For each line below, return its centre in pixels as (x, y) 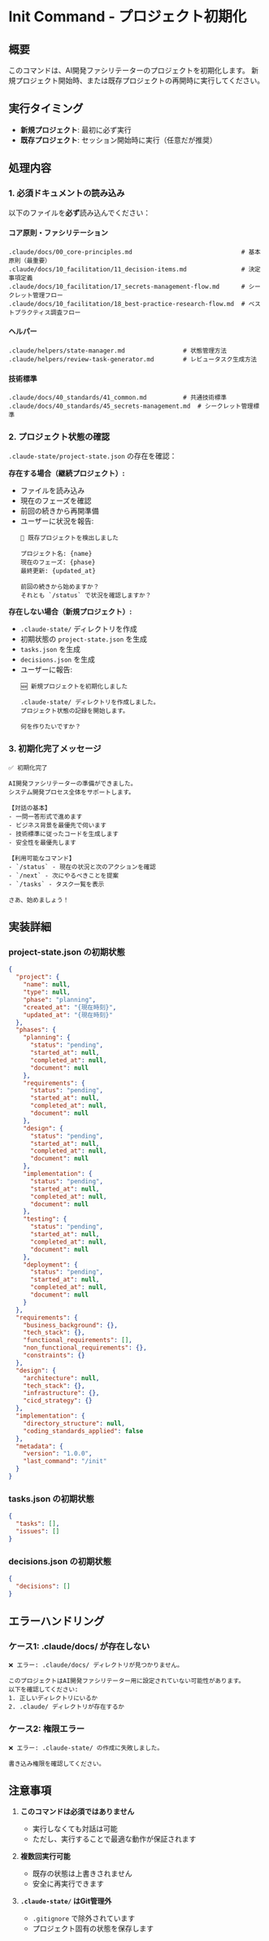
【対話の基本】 (30, 808)
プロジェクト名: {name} (56, 554)
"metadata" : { (39, 1446)
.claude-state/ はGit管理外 (66, 1901)
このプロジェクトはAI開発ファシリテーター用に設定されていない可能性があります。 (127, 1681)
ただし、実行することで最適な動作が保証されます (114, 1839)
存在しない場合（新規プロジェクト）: (70, 612)
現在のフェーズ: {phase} (58, 562)
